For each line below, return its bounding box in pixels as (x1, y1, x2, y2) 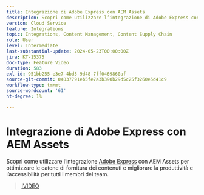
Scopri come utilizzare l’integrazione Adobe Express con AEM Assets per (6, 157, 189, 165)
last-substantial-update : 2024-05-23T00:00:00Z (6, 48, 129, 55)
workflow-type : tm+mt (6, 82, 61, 88)
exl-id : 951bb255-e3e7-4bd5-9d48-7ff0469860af (6, 71, 126, 77)
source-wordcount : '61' (6, 88, 67, 94)
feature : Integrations (6, 25, 64, 32)
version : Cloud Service (6, 20, 67, 26)
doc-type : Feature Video (6, 59, 69, 65)
